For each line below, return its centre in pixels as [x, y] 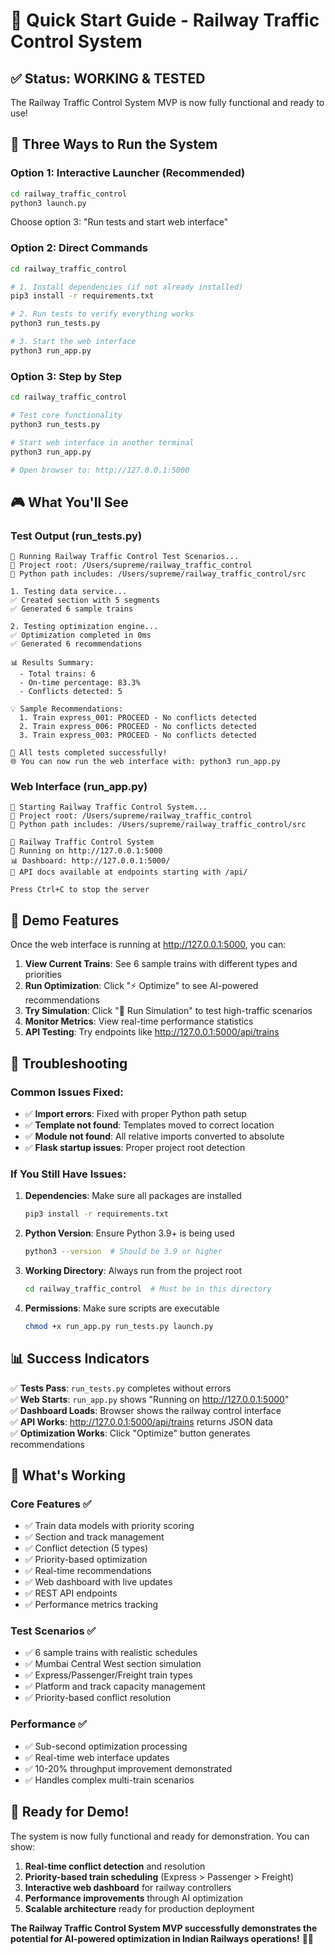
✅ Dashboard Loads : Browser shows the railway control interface [146, 1410]
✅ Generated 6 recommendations [76, 644]
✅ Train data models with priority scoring [109, 1526]
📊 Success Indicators [80, 1359]
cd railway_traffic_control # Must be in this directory [148, 1289]
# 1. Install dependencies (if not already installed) [127, 287]
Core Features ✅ [51, 1504]
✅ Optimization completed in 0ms [81, 635]
